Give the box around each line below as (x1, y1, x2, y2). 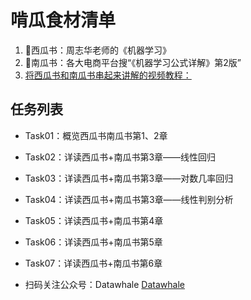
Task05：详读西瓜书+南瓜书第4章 (24, 214, 164, 226)
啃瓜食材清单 (10, 9, 117, 32)
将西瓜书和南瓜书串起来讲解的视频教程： (24, 69, 192, 81)
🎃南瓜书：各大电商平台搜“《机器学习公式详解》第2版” (24, 56, 242, 68)
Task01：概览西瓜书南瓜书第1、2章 (24, 129, 168, 141)
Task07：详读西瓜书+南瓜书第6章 (24, 257, 163, 269)
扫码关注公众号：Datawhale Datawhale (24, 278, 185, 290)
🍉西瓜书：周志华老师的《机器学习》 (24, 44, 172, 56)
